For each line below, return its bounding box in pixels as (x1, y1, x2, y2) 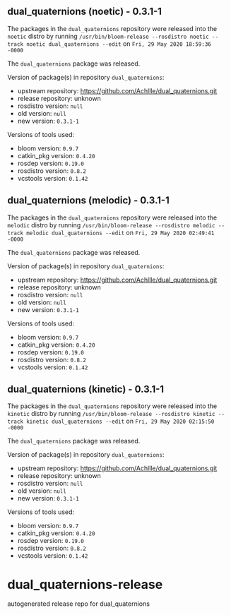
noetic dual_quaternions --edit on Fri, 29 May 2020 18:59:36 (25, 39, 212, 48)
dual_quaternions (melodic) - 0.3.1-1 (7, 194, 170, 207)
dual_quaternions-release (7, 576, 163, 592)
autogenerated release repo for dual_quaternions (7, 599, 150, 608)
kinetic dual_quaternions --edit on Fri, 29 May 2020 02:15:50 (25, 417, 215, 426)
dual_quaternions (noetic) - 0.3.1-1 (7, 6, 162, 18)
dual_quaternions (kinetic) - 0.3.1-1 (7, 383, 165, 395)
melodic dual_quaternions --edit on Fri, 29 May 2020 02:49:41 (25, 228, 215, 237)
